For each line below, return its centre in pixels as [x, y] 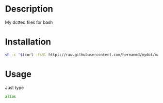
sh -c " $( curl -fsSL [26, 55]
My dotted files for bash [29, 22]
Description [29, 9]
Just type [15, 88]
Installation [28, 42]
